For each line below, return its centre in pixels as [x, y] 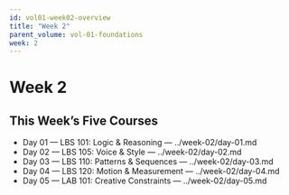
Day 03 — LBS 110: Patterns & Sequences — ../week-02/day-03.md [148, 162]
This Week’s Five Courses [84, 121]
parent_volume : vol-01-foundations [76, 34]
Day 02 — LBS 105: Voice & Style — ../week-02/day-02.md [132, 152]
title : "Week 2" [40, 26]
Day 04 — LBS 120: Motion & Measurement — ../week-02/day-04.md [151, 172]
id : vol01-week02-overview [60, 18]
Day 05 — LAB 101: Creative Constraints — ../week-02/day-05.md [144, 181]
